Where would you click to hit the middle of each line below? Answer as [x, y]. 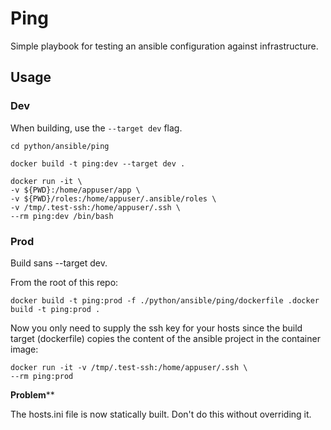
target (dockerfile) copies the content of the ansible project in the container [165, 338]
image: [24, 349]
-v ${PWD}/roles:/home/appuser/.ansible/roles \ [113, 198]
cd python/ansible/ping [60, 146]
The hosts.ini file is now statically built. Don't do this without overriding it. [161, 414]
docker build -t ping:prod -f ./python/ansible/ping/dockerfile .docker [165, 300]
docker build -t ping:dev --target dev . [98, 163]
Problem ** [32, 394]
